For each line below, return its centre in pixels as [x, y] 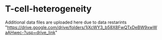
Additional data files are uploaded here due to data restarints [66, 22]
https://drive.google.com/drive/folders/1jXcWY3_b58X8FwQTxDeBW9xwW [82, 27]
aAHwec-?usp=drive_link [30, 32]
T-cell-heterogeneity [48, 9]
